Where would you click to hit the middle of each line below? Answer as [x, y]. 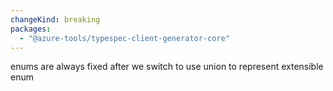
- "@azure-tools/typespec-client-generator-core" [124, 38]
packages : [31, 29]
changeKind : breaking [55, 19]
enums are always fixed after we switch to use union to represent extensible [167, 67]
